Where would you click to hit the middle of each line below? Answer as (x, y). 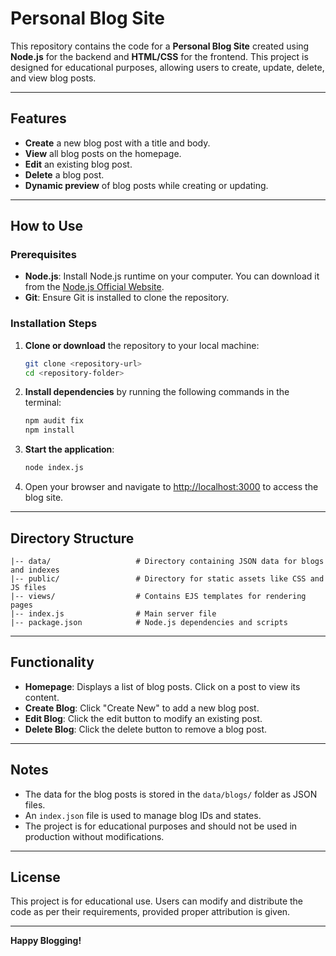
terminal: (43, 403)
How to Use (47, 226)
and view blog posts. (53, 78)
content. (42, 697)
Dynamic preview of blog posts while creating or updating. (146, 185)
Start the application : (69, 449)
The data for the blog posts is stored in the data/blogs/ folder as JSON (171, 794)
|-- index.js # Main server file (113, 613)
